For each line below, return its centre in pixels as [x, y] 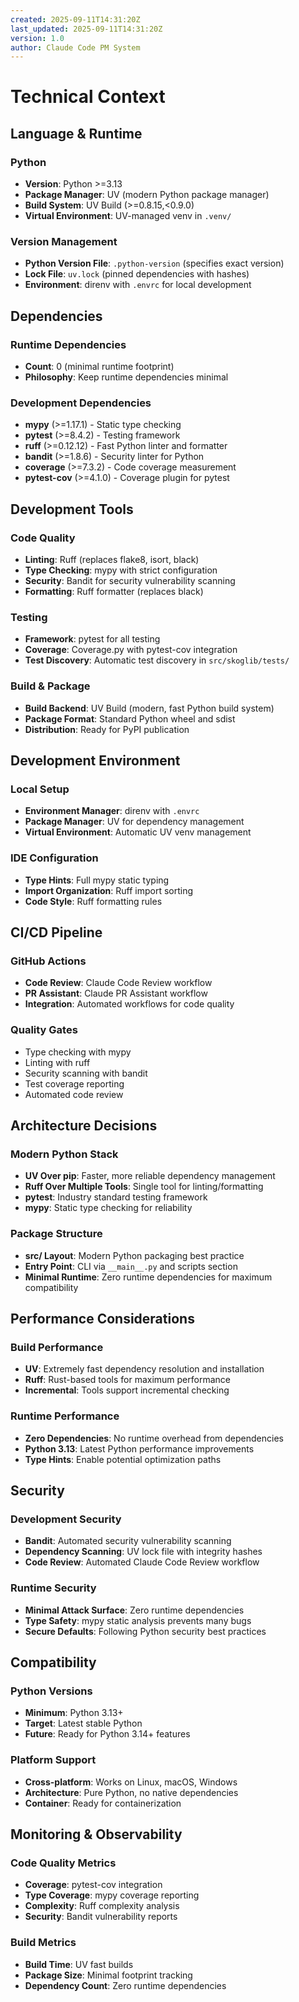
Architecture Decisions [84, 1126]
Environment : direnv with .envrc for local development [138, 285]
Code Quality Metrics [63, 1863]
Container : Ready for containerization [103, 1803]
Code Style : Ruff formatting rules [93, 901]
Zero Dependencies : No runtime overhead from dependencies [154, 1438]
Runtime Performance [65, 1416]
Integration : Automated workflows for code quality [129, 1004]
